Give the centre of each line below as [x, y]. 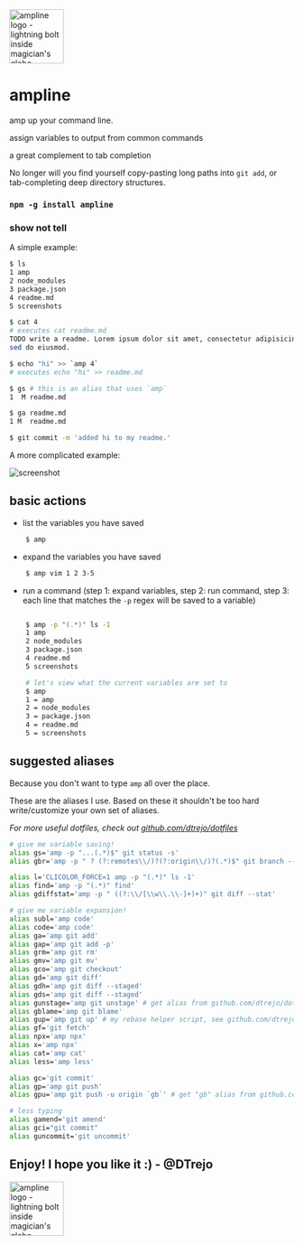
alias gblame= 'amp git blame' [66, 1011]
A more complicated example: [65, 455]
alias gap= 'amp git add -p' [62, 944]
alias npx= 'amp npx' [48, 1037]
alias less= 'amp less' [52, 1062]
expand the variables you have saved [92, 557]
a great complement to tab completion [80, 155]
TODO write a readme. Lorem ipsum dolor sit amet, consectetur [131, 339]
